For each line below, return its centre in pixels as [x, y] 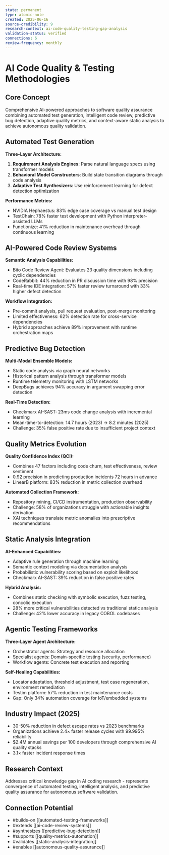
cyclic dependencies [34, 275]
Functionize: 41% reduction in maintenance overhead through [76, 227]
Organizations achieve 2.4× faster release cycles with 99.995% [78, 731]
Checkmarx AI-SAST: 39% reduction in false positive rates [73, 577]
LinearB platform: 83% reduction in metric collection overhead [77, 482]
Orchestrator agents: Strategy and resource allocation [69, 651]
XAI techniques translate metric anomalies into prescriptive [74, 518]
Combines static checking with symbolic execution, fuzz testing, [79, 597]
